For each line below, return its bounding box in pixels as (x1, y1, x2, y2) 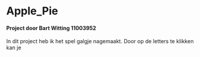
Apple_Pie (6, 4, 58, 18)
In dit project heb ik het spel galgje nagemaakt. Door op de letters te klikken (6, 38, 194, 45)
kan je (6, 44, 22, 52)
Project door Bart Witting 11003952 (6, 24, 96, 31)
